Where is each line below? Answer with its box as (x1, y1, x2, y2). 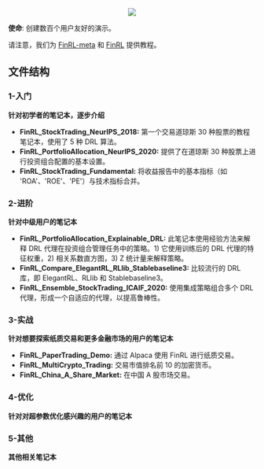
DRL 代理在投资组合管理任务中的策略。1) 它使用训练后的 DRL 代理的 (28, 243, 247, 253)
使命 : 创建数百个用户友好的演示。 (8, 24, 115, 32)
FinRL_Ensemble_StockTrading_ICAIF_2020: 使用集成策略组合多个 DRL (19, 283, 254, 292)
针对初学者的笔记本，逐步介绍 (8, 110, 104, 120)
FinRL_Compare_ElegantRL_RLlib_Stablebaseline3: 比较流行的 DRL (19, 263, 241, 272)
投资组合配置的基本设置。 (26, 157, 110, 166)
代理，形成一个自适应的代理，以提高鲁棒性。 (19, 293, 165, 302)
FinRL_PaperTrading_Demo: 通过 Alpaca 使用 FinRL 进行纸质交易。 (19, 350, 239, 360)
